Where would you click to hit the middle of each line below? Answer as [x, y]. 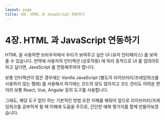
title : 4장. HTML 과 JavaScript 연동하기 [45, 14]
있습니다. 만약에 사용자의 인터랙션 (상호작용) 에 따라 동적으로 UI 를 [79, 61]
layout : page [18, 10]
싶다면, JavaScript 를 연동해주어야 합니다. [54, 67]
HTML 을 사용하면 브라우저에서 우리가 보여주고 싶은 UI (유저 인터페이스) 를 [77, 55]
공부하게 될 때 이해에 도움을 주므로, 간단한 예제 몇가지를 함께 [80, 107]
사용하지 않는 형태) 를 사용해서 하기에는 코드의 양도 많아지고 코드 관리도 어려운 [80, 84]
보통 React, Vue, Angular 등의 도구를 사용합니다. [61, 90]
